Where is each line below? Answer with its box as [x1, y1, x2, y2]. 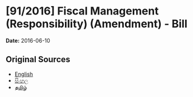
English [14, 70, 33, 78]
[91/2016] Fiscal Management [5, 4, 159, 18]
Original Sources [5, 54, 70, 64]
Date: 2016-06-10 [5, 37, 50, 44]
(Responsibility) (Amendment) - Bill [5, 17, 188, 31]
